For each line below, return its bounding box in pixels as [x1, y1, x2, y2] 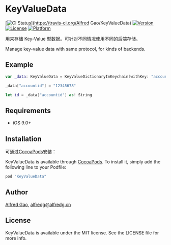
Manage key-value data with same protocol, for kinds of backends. [5, 46, 146, 52]
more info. [5, 235, 27, 241]
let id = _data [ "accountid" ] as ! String [5, 92, 93, 97]
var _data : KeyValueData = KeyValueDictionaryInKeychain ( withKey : [5, 74, 149, 79]
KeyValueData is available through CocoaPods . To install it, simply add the [5, 159, 161, 165]
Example [5, 60, 34, 69]
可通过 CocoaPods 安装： [5, 149, 57, 155]
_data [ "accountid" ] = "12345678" [5, 83, 76, 88]
